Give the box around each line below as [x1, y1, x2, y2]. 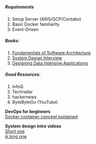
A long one [5, 133, 27, 139]
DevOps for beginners [5, 108, 51, 114]
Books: [5, 37, 20, 43]
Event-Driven [12, 26, 39, 32]
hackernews [12, 94, 37, 100]
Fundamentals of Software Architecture [12, 50, 91, 55]
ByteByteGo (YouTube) [12, 99, 58, 105]
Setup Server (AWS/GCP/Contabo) [12, 16, 81, 22]
